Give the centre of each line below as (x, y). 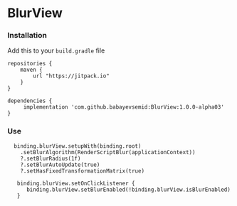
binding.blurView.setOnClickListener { (76, 183)
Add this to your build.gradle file (56, 50)
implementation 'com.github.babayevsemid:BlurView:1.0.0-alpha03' (123, 107)
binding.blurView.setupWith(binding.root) (78, 146)
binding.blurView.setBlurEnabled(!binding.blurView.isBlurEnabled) (128, 190)
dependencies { (30, 101)
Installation (27, 36)
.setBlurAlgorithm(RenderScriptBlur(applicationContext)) (108, 152)
